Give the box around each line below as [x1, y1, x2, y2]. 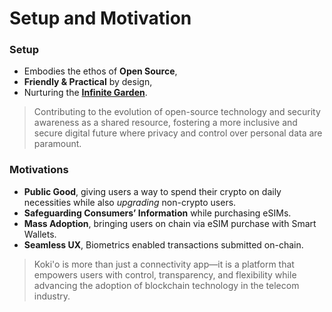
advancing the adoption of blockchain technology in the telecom [33, 279, 300, 291]
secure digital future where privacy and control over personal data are [33, 127, 323, 139]
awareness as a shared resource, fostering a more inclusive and [33, 117, 298, 129]
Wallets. [23, 228, 57, 240]
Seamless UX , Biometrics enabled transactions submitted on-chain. [23, 238, 304, 251]
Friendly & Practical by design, [23, 76, 153, 88]
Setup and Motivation [9, 7, 192, 30]
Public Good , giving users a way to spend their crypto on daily [23, 185, 282, 197]
